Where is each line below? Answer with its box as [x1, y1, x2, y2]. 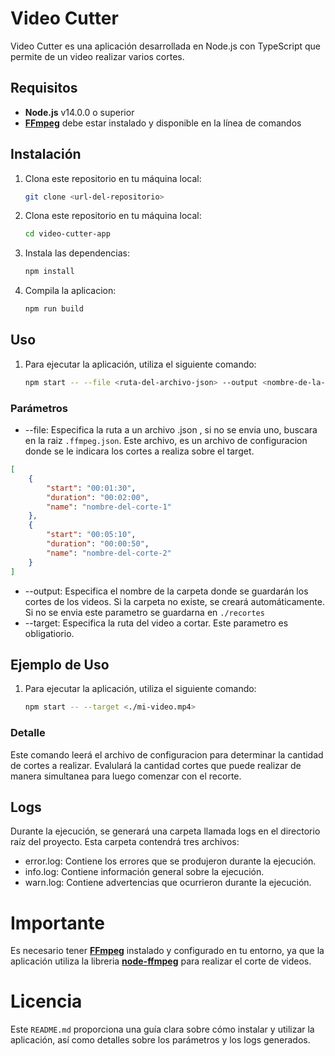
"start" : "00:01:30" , [46, 483, 137, 493]
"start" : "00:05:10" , [46, 530, 137, 540]
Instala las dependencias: [24, 247, 130, 259]
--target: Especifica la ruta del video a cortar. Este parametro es [24, 617, 289, 629]
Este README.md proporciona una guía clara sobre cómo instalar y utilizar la [10, 1023, 315, 1036]
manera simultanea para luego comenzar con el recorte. [10, 770, 242, 782]
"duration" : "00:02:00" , [46, 492, 150, 502]
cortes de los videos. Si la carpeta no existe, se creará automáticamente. [24, 595, 325, 607]
